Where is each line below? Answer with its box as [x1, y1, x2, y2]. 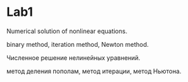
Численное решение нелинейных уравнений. [6, 53, 141, 62]
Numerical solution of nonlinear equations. [6, 27, 128, 35]
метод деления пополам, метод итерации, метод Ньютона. [6, 67, 182, 75]
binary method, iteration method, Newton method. [6, 40, 149, 48]
